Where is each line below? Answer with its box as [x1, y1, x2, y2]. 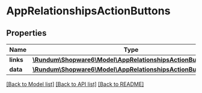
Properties [6, 28, 47, 38]
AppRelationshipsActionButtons [6, 4, 171, 18]
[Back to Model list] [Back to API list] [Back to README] [6, 80, 144, 88]
